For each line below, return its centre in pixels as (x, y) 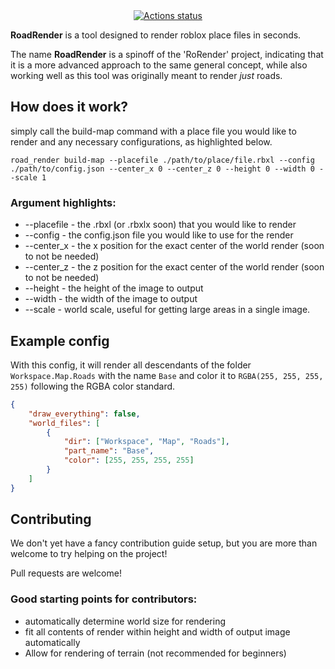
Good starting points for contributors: (104, 599)
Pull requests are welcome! (66, 573)
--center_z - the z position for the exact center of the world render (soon (174, 267)
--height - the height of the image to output (114, 288)
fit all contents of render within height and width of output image (157, 631)
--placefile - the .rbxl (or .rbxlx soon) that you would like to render (160, 225)
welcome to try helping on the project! (89, 554)
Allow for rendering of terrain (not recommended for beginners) (155, 653)
